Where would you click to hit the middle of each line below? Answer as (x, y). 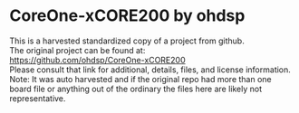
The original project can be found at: (77, 50)
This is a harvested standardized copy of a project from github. (127, 41)
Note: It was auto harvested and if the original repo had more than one (140, 79)
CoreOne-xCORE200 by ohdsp (127, 16)
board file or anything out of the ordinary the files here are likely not (136, 89)
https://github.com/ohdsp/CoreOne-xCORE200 (97, 60)
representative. (38, 98)
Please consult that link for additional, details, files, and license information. (150, 70)
